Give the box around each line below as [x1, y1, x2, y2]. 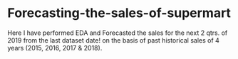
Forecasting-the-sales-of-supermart [7, 5, 232, 21]
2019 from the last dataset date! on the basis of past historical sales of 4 [7, 36, 219, 44]
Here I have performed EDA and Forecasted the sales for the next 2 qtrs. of [7, 28, 228, 37]
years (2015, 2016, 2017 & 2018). [7, 43, 103, 52]
